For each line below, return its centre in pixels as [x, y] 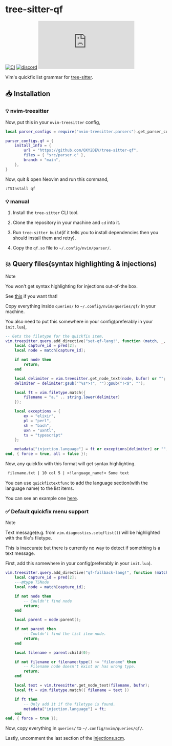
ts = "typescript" [43, 435]
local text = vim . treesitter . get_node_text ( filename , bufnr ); [82, 686]
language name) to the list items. [40, 488]
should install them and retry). [44, 238]
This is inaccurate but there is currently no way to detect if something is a [83, 548]
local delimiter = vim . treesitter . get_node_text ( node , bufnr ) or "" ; [90, 378]
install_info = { [33, 146]
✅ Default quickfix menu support [47, 511]
